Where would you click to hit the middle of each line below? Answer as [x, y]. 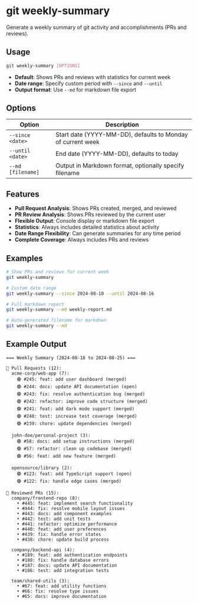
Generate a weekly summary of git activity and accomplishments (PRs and [96, 27]
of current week [78, 142]
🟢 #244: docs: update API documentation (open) [77, 386]
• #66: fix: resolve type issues [58, 591]
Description [122, 125]
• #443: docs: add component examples [64, 513]
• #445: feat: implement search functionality [75, 503]
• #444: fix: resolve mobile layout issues [71, 508]
